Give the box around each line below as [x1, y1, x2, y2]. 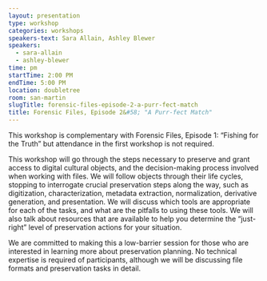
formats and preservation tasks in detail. [8, 263, 141, 273]
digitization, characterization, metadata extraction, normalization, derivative [8, 189, 257, 198]
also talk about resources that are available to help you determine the [8, 214, 237, 223]
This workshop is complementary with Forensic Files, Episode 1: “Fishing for [8, 130, 259, 140]
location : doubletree [8, 86, 81, 94]
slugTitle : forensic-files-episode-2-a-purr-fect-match [8, 101, 198, 109]
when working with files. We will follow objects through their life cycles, [8, 171, 244, 181]
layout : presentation [8, 11, 81, 20]
